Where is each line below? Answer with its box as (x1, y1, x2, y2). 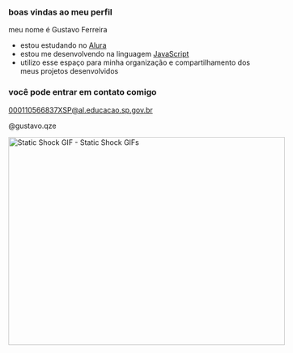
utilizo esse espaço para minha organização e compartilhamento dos (19, 57, 251, 67)
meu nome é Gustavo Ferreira (8, 25, 108, 35)
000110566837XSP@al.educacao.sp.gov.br (8, 104, 154, 115)
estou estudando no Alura (19, 40, 107, 50)
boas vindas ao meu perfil (8, 6, 113, 18)
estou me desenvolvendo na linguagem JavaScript (19, 49, 189, 59)
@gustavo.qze (8, 121, 57, 130)
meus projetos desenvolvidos (19, 66, 119, 76)
